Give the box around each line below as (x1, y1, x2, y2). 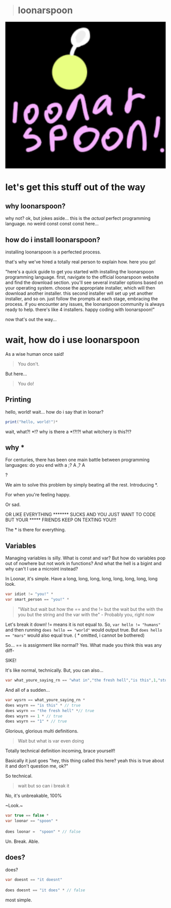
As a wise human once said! (5, 351, 65, 357)
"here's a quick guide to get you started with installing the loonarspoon (5, 269, 154, 275)
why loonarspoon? (5, 202, 66, 210)
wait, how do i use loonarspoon (5, 334, 140, 346)
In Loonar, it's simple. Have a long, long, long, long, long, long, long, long (5, 576, 158, 582)
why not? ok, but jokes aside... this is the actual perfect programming (5, 215, 151, 221)
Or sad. (5, 501, 21, 508)
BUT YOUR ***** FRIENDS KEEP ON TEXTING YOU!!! (5, 517, 117, 523)
